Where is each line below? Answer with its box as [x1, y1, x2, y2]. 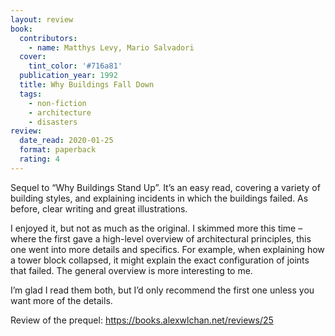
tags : [19, 89, 43, 99]
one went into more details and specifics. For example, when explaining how [10, 243, 325, 255]
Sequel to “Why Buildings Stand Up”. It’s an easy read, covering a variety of [10, 181, 321, 193]
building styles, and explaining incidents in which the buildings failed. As [10, 192, 309, 204]
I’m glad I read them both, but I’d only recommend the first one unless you [10, 284, 315, 296]
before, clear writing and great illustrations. [10, 202, 188, 215]
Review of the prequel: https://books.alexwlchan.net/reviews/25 [10, 314, 274, 326]
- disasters [28, 117, 78, 127]
